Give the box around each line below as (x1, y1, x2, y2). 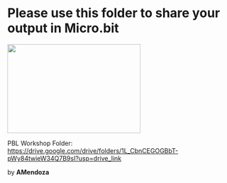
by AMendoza (7, 167, 50, 176)
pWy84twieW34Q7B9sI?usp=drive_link (7, 154, 122, 162)
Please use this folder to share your (7, 5, 221, 21)
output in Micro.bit (7, 20, 119, 36)
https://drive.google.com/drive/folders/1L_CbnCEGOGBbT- (7, 146, 179, 155)
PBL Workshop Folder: (7, 139, 73, 147)
